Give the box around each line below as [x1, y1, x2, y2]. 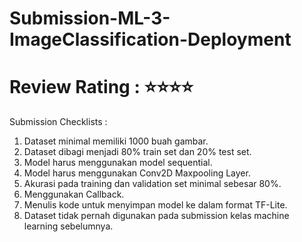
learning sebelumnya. [23, 220, 114, 232]
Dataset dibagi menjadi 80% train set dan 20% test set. [23, 146, 252, 158]
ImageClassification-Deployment [9, 28, 292, 51]
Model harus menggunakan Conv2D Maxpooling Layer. [23, 167, 251, 179]
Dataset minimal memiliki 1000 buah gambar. [23, 135, 209, 147]
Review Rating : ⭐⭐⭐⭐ [9, 76, 194, 99]
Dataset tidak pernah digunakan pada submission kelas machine [23, 210, 290, 222]
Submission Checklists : [9, 116, 108, 128]
